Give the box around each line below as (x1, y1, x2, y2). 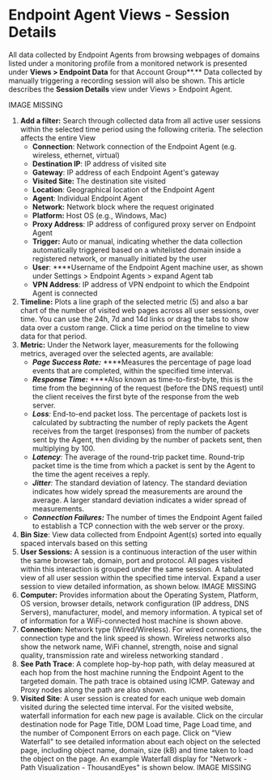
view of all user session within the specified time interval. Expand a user (19, 572, 261, 582)
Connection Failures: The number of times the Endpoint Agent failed (32, 512, 263, 522)
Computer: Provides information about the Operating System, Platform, (19, 590, 259, 600)
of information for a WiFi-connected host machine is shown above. (19, 615, 244, 626)
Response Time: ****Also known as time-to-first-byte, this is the (32, 374, 253, 384)
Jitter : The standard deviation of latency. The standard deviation (32, 477, 248, 488)
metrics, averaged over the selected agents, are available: (19, 348, 214, 358)
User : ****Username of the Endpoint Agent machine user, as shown (32, 262, 263, 272)
